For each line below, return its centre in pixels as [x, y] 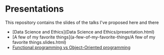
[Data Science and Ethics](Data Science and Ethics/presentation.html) [83, 32]
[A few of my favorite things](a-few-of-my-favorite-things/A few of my [84, 37]
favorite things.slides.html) [39, 42]
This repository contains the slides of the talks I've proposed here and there [82, 22]
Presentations [34, 9]
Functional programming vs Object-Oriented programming [71, 47]
